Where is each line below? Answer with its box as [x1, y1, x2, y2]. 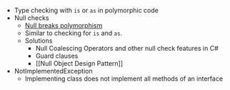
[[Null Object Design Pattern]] [35, 59, 124, 67]
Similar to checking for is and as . [24, 29, 123, 37]
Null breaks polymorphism [24, 21, 103, 29]
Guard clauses [35, 51, 79, 60]
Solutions [24, 36, 53, 45]
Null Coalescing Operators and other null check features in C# [35, 44, 219, 52]
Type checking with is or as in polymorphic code [14, 6, 159, 14]
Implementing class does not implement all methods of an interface [24, 74, 224, 83]
